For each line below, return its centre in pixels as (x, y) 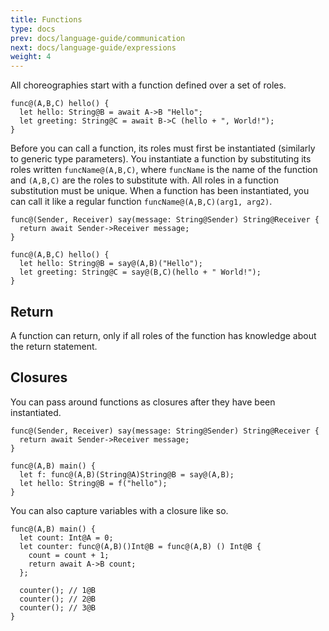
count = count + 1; (69, 555)
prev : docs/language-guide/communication (98, 38)
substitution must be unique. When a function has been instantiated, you (160, 191)
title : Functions (46, 19)
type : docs (33, 29)
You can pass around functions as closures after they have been (143, 402)
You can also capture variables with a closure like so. (119, 510)
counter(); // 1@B (58, 590)
